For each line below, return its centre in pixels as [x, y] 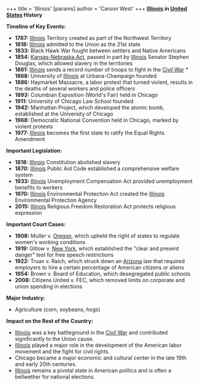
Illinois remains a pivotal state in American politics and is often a [93, 370]
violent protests [34, 126]
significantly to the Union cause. [54, 339]
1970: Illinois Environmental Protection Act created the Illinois [90, 194]
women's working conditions [50, 242]
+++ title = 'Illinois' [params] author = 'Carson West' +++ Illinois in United [97, 9]
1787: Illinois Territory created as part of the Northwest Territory [93, 38]
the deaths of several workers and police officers [75, 88]
